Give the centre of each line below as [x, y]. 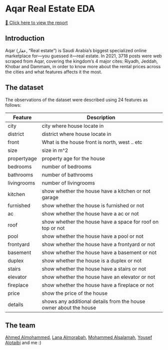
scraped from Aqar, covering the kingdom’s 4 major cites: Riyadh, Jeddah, [82, 61]
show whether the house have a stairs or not [94, 269]
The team [20, 325]
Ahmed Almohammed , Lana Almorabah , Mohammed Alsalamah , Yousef [79, 337]
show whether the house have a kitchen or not [96, 191]
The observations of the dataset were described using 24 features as [76, 100]
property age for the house [73, 158]
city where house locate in [73, 126]
